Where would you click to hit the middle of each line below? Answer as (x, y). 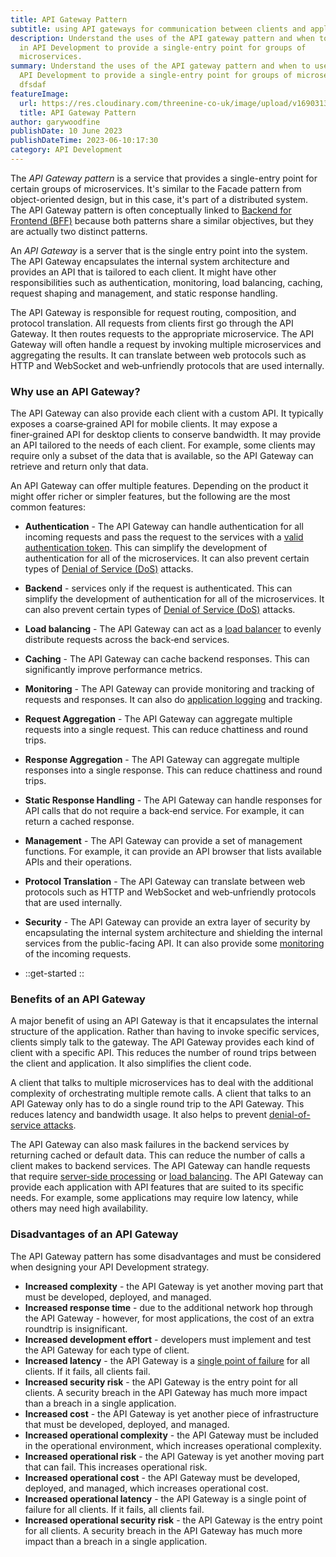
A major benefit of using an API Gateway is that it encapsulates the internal (164, 1021)
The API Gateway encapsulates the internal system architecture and (150, 261)
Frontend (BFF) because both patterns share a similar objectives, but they (162, 220)
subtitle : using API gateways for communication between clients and (158, 29)
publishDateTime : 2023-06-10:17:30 (84, 141)
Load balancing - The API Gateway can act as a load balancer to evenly (173, 629)
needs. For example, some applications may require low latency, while (154, 1198)
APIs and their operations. (78, 862)
